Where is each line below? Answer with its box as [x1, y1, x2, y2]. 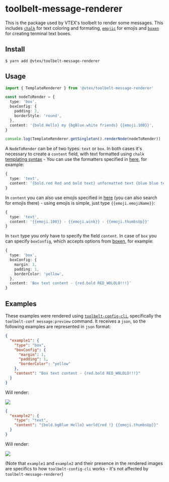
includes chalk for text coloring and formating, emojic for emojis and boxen [5, 25, 159, 31]
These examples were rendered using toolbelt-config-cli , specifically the [5, 313, 162, 319]
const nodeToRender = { [5, 94, 55, 100]
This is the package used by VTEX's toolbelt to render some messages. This [5, 20, 163, 26]
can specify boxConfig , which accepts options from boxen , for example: [5, 238, 154, 245]
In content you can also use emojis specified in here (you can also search [5, 195, 157, 201]
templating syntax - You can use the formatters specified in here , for [5, 156, 147, 162]
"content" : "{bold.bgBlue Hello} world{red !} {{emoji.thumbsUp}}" [14, 423, 158, 428]
